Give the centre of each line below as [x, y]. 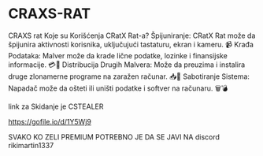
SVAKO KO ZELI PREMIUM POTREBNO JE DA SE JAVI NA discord [114, 137]
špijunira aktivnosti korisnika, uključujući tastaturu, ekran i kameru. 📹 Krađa [131, 44]
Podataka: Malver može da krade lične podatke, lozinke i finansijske [118, 55]
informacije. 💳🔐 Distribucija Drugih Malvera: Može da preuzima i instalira [127, 65]
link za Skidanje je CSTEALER [56, 106]
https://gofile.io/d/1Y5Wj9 [50, 121]
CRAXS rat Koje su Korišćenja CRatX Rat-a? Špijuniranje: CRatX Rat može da [132, 35]
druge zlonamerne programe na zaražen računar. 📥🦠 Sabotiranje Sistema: [129, 76]
